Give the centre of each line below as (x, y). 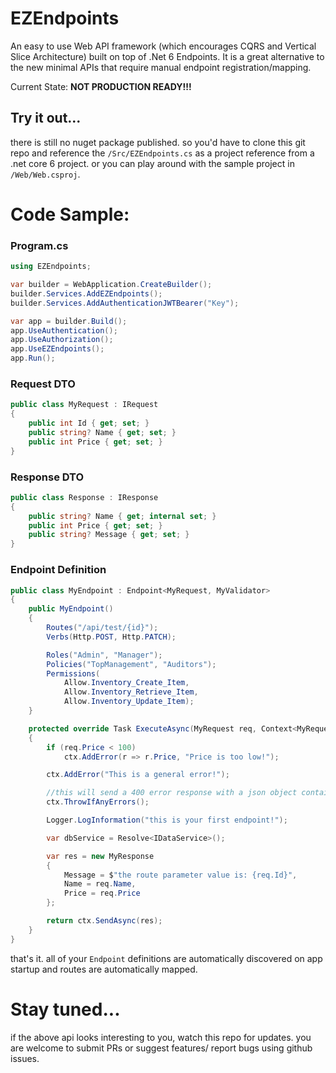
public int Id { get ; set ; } (89, 423)
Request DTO (43, 384)
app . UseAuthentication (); (64, 330)
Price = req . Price (102, 893)
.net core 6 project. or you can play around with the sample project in (152, 163)
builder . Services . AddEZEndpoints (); (86, 293)
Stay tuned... (65, 1009)
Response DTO (47, 477)
